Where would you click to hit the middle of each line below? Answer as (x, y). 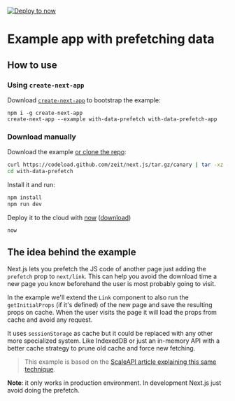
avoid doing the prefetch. (44, 390)
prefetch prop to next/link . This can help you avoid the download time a (112, 276)
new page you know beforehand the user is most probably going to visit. (112, 284)
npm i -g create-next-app (45, 113)
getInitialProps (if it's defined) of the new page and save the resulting (110, 305)
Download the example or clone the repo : (67, 152)
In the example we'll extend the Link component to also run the (98, 297)
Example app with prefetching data (111, 39)
